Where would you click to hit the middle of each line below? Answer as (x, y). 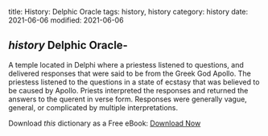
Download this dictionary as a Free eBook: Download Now (105, 123)
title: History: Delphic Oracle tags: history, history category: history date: (128, 12)
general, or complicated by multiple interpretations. (93, 107)
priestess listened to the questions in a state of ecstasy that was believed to (134, 82)
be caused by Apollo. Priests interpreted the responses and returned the (128, 90)
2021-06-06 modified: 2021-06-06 (66, 20)
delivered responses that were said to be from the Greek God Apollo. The (130, 73)
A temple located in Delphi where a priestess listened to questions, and (126, 64)
